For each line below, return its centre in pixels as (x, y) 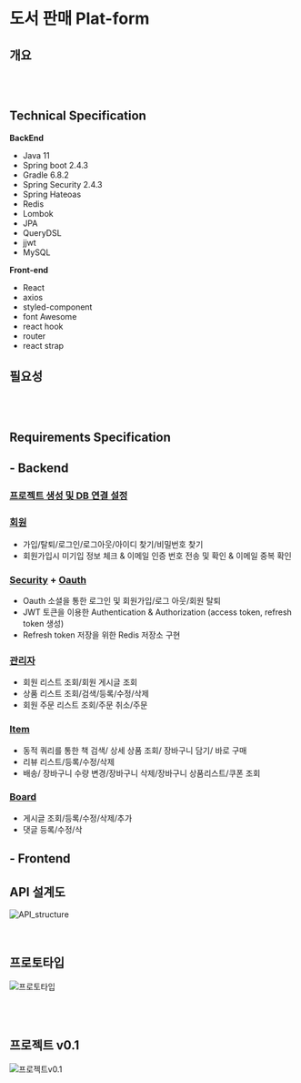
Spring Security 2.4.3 (62, 184)
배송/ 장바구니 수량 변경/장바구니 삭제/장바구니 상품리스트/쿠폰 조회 (141, 773)
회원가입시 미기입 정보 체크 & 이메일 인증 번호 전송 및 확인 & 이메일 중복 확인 (157, 556)
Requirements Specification (90, 438)
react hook (43, 326)
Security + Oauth (48, 579)
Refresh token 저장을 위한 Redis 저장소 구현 (101, 635)
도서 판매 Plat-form (80, 19)
